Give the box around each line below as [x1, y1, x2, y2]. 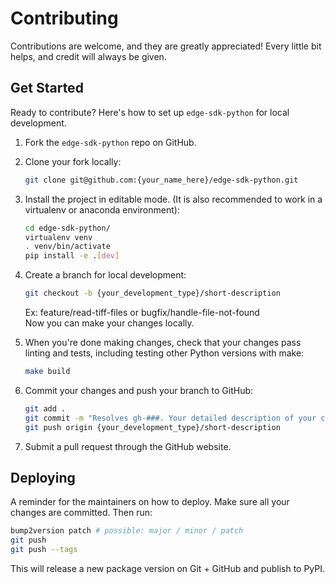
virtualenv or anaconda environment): [24, 203, 180, 216]
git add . [24, 403, 67, 414]
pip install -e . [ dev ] [24, 251, 120, 261]
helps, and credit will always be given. [10, 50, 167, 62]
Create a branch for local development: [24, 269, 187, 281]
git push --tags [10, 545, 78, 555]
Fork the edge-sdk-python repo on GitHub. [24, 136, 197, 148]
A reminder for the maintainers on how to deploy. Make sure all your [10, 496, 290, 508]
